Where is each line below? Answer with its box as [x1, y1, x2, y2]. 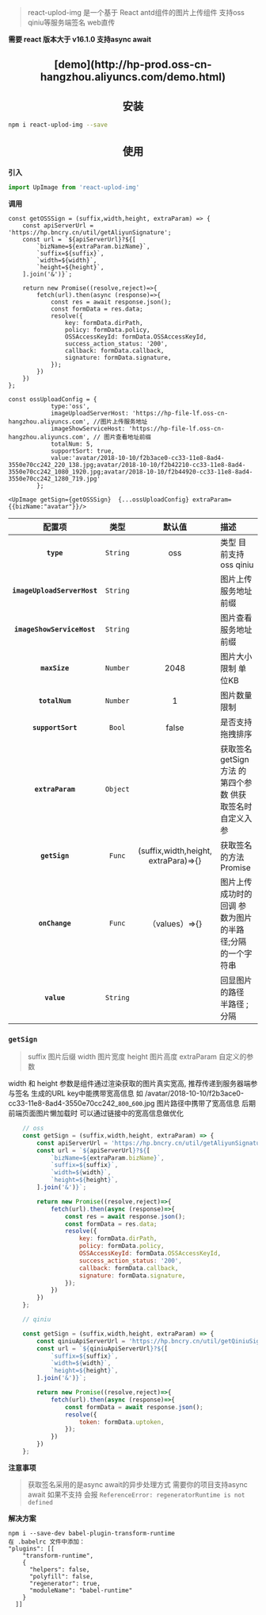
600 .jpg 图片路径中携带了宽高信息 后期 [131, 1099, 256, 1108]
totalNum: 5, [50, 440, 93, 448]
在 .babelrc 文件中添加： [8, 1537, 85, 1546]
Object [104, 784, 130, 794]
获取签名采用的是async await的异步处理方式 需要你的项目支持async [27, 1479, 248, 1489]
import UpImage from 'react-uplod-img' [8, 183, 140, 191]
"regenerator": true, [28, 1579, 101, 1587]
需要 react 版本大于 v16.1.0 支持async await [8, 35, 152, 44]
